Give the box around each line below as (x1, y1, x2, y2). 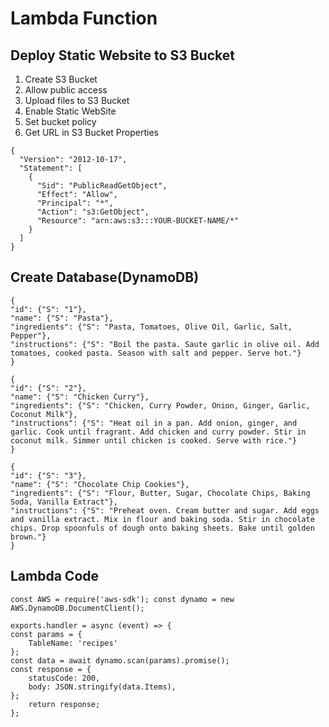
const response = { (10, 664, 92, 674)
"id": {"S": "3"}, (10, 470, 87, 481)
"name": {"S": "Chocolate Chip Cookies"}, (10, 479, 190, 489)
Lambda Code (10, 568, 100, 585)
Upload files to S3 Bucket (24, 95, 130, 106)
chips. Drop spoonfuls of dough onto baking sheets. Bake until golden (10, 523, 315, 533)
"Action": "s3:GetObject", (36, 207, 150, 217)
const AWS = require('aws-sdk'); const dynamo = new (10, 594, 235, 604)
